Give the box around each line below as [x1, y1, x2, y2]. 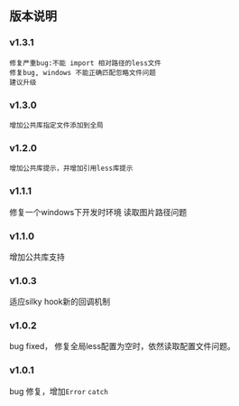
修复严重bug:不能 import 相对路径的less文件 [9, 58, 162, 68]
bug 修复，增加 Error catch [9, 385, 108, 396]
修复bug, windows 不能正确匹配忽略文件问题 [9, 68, 156, 77]
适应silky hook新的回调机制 [9, 297, 111, 307]
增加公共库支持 [9, 251, 65, 262]
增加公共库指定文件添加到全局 [9, 120, 104, 129]
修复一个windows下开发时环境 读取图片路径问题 [9, 206, 188, 217]
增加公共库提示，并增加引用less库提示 [9, 164, 133, 174]
